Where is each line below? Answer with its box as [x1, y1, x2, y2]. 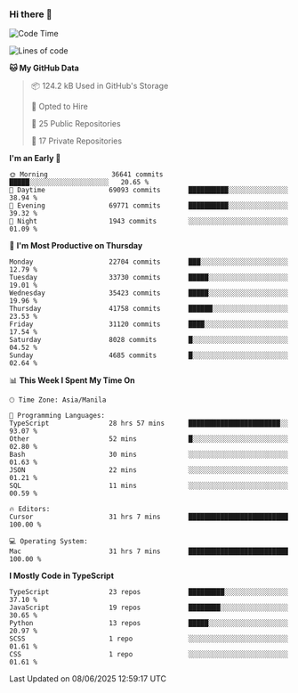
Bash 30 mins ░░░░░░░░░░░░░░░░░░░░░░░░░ [9, 450, 289, 460]
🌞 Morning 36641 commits [9, 170, 164, 179]
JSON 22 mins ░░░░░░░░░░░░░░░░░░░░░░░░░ [9, 466, 289, 475]
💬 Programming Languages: [9, 412, 105, 420]
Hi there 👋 [9, 8, 53, 20]
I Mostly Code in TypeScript [9, 570, 114, 582]
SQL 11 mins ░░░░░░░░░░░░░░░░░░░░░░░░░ [9, 481, 289, 491]
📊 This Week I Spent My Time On [9, 375, 135, 386]
